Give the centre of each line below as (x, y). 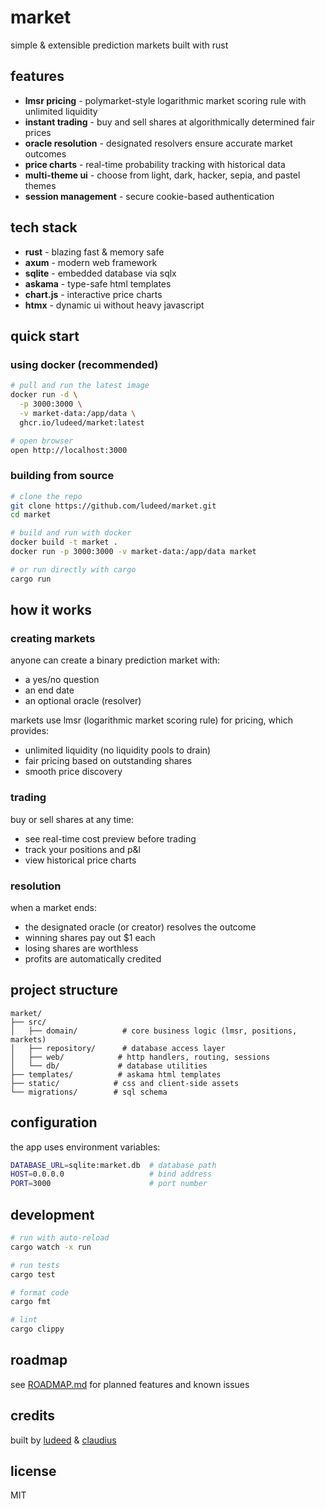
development (52, 1214)
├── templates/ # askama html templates (116, 1074)
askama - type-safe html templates (98, 283)
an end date (49, 690)
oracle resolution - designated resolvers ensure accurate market (158, 143)
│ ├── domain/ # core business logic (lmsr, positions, (154, 1031)
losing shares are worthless (81, 948)
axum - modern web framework (91, 262)
